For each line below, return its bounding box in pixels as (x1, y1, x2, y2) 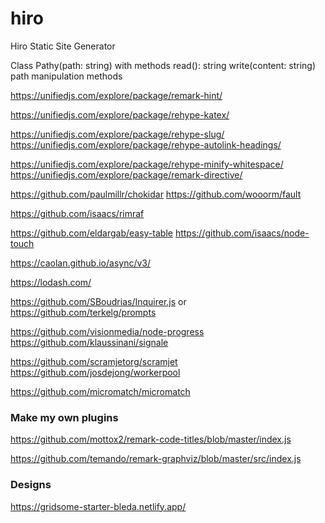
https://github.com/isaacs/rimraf (10, 207, 145, 219)
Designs (10, 478, 52, 492)
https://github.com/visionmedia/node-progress (10, 325, 205, 337)
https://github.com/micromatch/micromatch (10, 385, 191, 397)
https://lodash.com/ (10, 276, 92, 288)
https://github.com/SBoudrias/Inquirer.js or (10, 295, 187, 307)
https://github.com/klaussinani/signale (10, 336, 169, 348)
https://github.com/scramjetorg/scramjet (10, 355, 178, 367)
